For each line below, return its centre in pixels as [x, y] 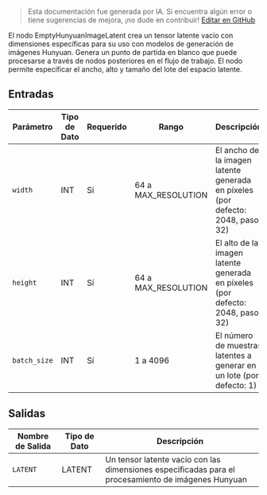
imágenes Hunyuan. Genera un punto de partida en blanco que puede [123, 52]
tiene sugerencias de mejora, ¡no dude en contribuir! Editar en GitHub [141, 20]
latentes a [233, 356]
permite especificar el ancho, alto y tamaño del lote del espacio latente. [125, 69]
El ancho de [237, 150]
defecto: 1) [236, 385]
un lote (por [237, 375]
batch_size [33, 360]
